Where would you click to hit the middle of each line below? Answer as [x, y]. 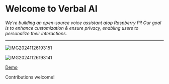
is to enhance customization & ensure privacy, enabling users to [72, 28]
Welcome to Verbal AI [52, 9]
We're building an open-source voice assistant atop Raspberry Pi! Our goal [83, 23]
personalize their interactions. [36, 33]
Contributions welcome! [30, 77]
